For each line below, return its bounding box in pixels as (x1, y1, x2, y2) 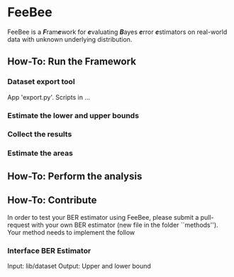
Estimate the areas (7, 148, 73, 158)
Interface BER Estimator (7, 245, 91, 255)
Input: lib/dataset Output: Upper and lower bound (7, 261, 151, 270)
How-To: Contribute (7, 194, 97, 206)
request (7, 220, 30, 229)
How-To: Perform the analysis (7, 170, 143, 182)
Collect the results (7, 129, 72, 139)
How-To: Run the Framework (7, 56, 137, 68)
